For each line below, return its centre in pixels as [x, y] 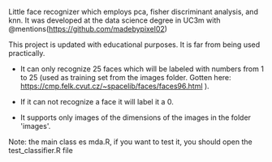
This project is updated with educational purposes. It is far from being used [134, 45]
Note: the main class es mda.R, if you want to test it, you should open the [131, 142]
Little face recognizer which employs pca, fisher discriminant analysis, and [133, 12]
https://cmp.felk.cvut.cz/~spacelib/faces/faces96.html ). [114, 86]
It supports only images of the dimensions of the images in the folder [136, 117]
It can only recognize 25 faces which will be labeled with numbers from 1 [142, 69]
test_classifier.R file [41, 150]
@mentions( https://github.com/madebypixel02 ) [88, 29]
